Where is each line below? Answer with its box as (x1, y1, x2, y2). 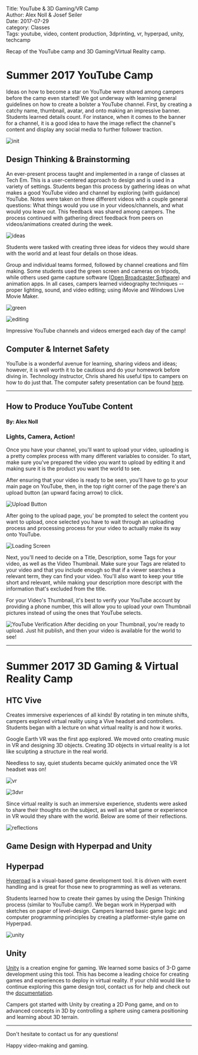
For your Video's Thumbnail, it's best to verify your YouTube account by (6, 596, 181, 604)
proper (6, 286, 23, 293)
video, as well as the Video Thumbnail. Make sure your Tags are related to (6, 560, 186, 567)
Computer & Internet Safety (6, 344, 110, 354)
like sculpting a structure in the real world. (6, 748, 108, 755)
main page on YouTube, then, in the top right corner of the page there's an (6, 482, 187, 490)
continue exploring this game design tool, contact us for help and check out (6, 983, 190, 990)
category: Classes (6, 24, 50, 31)
